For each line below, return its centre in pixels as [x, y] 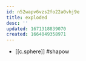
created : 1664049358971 [36, 34]
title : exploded [27, 18]
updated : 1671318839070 [36, 29]
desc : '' [17, 23]
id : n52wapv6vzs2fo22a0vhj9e [43, 12]
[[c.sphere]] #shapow [42, 51]
